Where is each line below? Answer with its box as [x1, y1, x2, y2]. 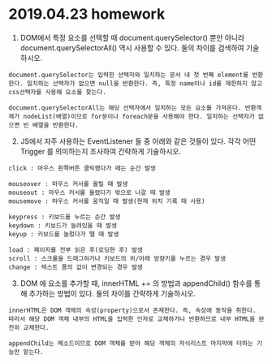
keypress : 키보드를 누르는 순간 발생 [8, 213, 121, 221]
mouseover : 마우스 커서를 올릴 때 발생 [8, 179, 128, 188]
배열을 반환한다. [32, 121, 80, 129]
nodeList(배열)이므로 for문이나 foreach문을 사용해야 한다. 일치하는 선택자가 [23, 112, 255, 120]
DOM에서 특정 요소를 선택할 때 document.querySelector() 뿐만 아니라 [19, 32, 245, 42]
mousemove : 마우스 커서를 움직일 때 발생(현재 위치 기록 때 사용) [8, 197, 205, 205]
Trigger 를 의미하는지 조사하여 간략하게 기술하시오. [19, 146, 181, 156]
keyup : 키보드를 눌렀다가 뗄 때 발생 [8, 230, 119, 238]
